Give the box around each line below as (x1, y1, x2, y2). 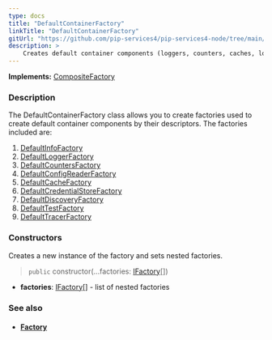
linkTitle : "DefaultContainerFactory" (8, 27, 139, 35)
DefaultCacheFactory (19, 177, 91, 187)
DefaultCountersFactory (19, 160, 101, 170)
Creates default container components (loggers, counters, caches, (23, 49, 255, 57)
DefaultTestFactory (19, 203, 84, 213)
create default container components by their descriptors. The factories (8, 119, 249, 129)
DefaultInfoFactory (19, 143, 83, 153)
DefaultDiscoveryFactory (19, 195, 104, 205)
